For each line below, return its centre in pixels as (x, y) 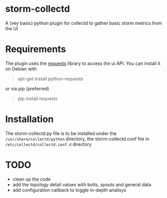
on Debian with (21, 69)
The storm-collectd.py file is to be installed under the (61, 133)
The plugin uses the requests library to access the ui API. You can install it (83, 63)
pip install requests (37, 98)
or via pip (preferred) (27, 89)
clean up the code (32, 179)
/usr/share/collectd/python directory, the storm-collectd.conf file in (77, 139)
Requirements (36, 49)
